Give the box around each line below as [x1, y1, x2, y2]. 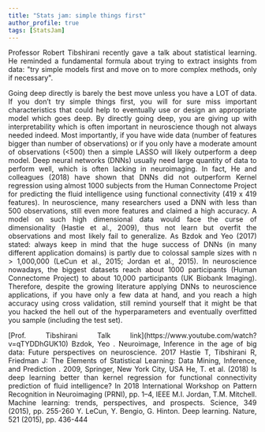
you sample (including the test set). [8, 316, 123, 325]
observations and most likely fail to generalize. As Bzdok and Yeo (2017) [8, 231, 257, 241]
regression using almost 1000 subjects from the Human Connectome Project [8, 181, 257, 191]
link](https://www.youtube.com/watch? [129, 331, 257, 340]
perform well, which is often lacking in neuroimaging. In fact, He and [8, 164, 257, 174]
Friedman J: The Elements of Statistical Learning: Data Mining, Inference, [8, 356, 257, 366]
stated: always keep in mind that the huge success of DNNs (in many [8, 240, 257, 249]
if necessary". [8, 73, 54, 83]
